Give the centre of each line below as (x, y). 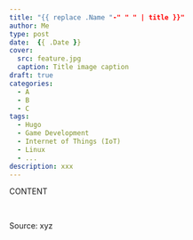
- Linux (32, 149)
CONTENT (28, 191)
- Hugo (29, 125)
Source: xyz (31, 226)
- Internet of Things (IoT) (69, 141)
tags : (19, 116)
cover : (21, 51)
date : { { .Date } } (45, 42)
